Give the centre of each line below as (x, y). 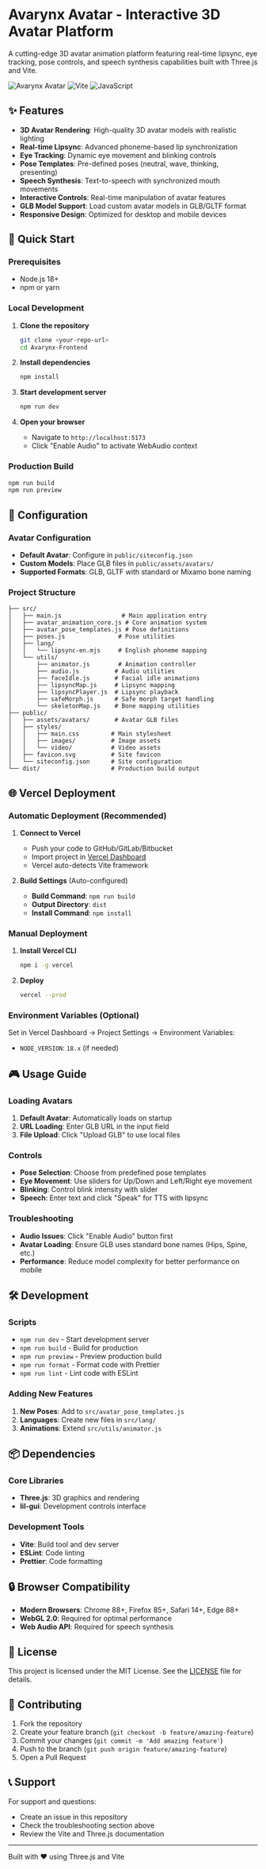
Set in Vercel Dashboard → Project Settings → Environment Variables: (122, 1033)
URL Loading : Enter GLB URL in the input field (94, 1126)
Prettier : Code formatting (61, 1561)
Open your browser (52, 422)
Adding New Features (51, 1394)
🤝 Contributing (45, 1704)
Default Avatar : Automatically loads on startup (96, 1118)
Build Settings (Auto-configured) (74, 880)
